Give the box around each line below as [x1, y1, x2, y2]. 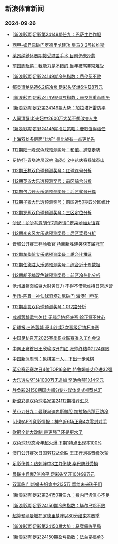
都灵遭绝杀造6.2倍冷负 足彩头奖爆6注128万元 [12, 84, 103, 90]
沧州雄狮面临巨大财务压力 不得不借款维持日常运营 [12, 283, 113, 288]
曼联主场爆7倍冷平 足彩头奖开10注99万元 [12, 471, 95, 477]
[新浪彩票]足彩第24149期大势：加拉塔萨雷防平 [12, 105, 106, 111]
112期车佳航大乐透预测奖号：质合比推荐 [12, 251, 92, 257]
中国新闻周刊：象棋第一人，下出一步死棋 [12, 356, 94, 362]
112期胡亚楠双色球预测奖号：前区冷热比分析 [12, 272, 101, 278]
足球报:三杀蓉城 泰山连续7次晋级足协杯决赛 [12, 324, 99, 330]
